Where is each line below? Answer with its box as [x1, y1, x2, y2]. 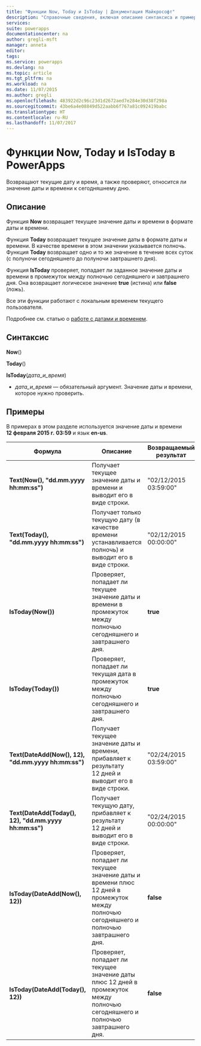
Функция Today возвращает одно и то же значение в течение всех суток [6, 248, 193, 256]
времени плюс [92, 878, 135, 886]
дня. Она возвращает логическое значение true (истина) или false [6, 279, 177, 286]
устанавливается [92, 538, 142, 546]
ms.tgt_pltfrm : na [6, 75, 52, 81]
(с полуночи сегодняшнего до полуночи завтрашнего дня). [6, 255, 157, 262]
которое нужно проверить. [14, 390, 84, 397]
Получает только [92, 508, 142, 516]
